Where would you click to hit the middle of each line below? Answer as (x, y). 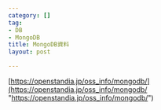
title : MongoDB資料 (39, 45)
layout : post (29, 52)
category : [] (29, 15)
